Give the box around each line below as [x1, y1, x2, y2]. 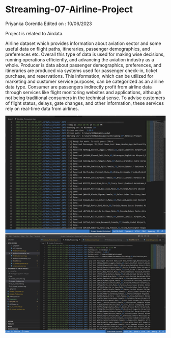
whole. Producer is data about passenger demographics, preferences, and [5, 62, 162, 68]
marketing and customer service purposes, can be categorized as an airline [5, 78, 164, 84]
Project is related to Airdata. [5, 30, 64, 36]
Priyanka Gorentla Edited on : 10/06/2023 [5, 20, 92, 27]
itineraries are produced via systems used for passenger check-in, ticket [5, 67, 158, 74]
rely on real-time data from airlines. [5, 105, 79, 111]
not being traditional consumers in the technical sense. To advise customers [5, 95, 165, 101]
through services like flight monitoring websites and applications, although [5, 89, 162, 95]
